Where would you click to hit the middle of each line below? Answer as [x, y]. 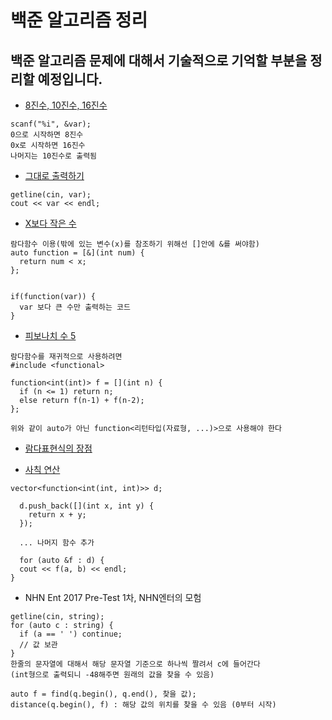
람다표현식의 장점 [58, 448]
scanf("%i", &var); [51, 124]
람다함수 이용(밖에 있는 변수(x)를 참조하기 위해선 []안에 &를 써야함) [135, 244]
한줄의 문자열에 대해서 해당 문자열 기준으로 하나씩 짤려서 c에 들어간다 [135, 664]
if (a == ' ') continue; [71, 634]
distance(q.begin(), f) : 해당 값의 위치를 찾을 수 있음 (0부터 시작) [143, 705]
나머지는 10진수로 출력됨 [54, 156]
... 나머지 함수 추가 [57, 543]
